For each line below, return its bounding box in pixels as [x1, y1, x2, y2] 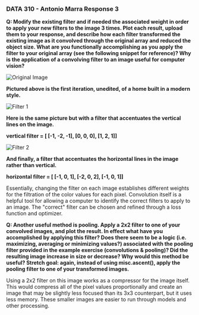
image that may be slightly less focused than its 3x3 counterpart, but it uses [6, 289, 192, 297]
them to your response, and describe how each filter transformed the [6, 31, 181, 38]
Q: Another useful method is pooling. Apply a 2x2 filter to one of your [6, 221, 181, 228]
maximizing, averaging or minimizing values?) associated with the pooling [6, 240, 193, 247]
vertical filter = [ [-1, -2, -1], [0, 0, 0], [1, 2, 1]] [6, 132, 118, 139]
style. [6, 91, 21, 99]
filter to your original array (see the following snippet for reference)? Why [6, 50, 191, 57]
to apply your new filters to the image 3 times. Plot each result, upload [6, 24, 183, 31]
